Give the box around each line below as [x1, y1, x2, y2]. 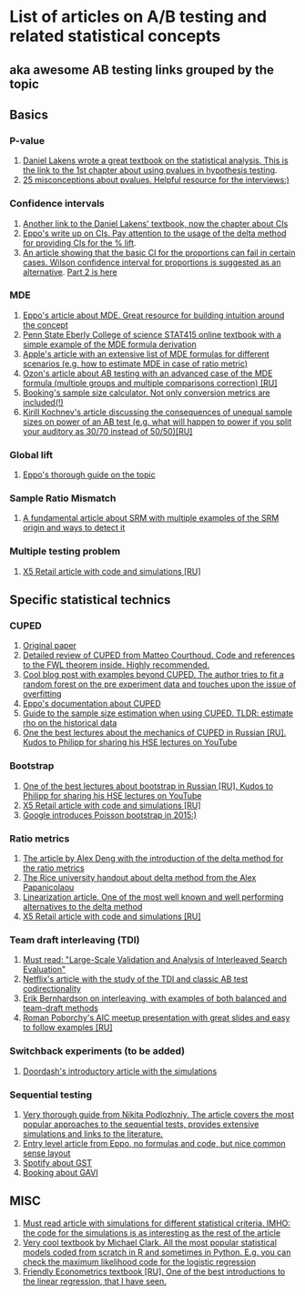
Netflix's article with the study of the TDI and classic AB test [22, 974, 249, 985]
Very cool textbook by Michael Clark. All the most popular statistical [22, 1237, 278, 1248]
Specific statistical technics [9, 592, 171, 607]
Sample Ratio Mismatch [9, 492, 117, 505]
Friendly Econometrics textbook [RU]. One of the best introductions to [22, 1266, 286, 1277]
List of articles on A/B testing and [9, 6, 267, 27]
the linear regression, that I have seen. [22, 1275, 167, 1286]
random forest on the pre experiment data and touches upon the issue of [22, 679, 297, 689]
